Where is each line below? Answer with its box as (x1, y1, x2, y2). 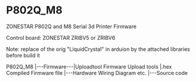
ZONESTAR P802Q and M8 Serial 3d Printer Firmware (6, 23, 137, 30)
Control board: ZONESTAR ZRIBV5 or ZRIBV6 (6, 34, 116, 41)
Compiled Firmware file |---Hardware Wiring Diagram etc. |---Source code (6, 69, 188, 76)
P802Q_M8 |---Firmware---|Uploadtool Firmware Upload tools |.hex (6, 63, 172, 70)
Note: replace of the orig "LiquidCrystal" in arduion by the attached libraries (6, 45, 190, 53)
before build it (6, 52, 40, 59)
